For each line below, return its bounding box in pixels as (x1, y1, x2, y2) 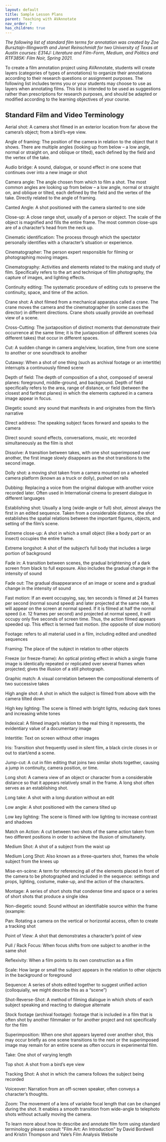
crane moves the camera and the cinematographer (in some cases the (5, 304, 149, 310)
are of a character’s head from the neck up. (5, 224, 94, 231)
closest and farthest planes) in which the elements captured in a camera (5, 390, 153, 396)
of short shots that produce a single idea (5, 893, 88, 899)
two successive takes (5, 680, 50, 687)
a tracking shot (5, 923, 36, 929)
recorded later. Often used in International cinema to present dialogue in (5, 489, 152, 496)
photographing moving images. (5, 254, 69, 260)
